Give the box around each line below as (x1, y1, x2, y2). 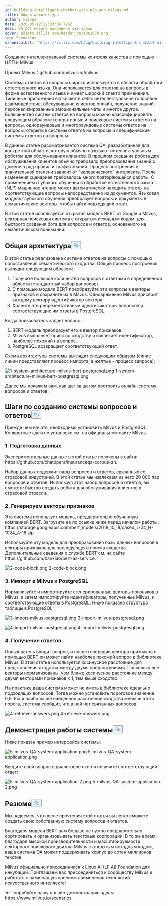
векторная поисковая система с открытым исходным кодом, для (5, 216, 145, 222)
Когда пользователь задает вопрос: (5, 317, 82, 323)
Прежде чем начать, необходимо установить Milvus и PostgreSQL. (5, 424, 148, 431)
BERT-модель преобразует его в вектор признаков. (12, 327, 123, 333)
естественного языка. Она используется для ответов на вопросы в (5, 85, 149, 91)
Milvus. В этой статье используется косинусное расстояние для (5, 659, 142, 665)
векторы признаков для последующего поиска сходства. (5, 544, 127, 551)
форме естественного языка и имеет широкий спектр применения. (5, 90, 150, 96)
